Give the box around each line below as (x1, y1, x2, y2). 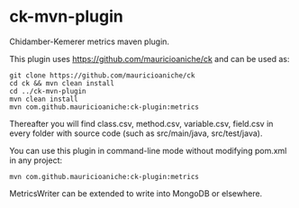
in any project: (9, 155, 63, 166)
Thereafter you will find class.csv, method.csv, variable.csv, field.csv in (9, 118, 274, 129)
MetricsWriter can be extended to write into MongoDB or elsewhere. (9, 187, 263, 199)
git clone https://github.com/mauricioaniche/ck (9, 70, 195, 80)
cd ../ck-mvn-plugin (9, 86, 87, 95)
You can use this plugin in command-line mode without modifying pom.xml (9, 145, 287, 156)
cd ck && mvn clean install (9, 78, 115, 87)
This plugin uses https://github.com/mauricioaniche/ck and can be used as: (9, 53, 290, 64)
